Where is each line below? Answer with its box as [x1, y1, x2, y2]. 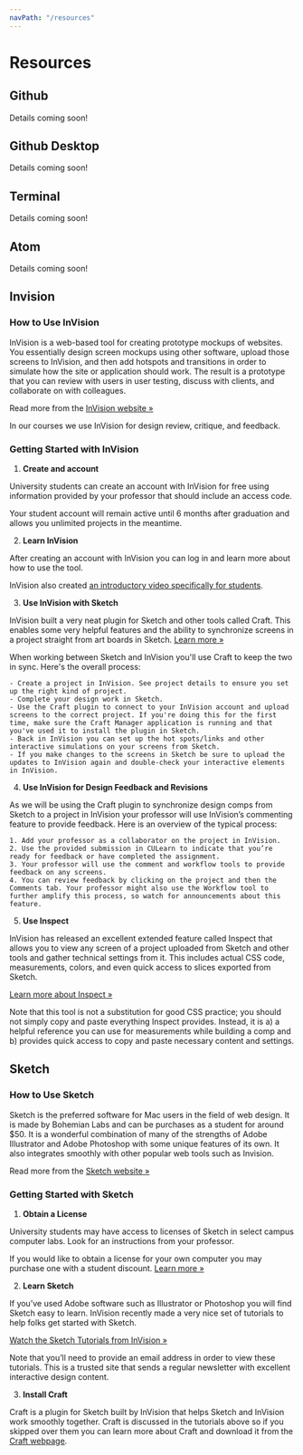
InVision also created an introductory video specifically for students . [9, 580, 264, 591]
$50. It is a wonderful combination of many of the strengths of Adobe [9, 1128, 269, 1139]
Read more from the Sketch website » [9, 1165, 150, 1176]
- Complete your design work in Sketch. [9, 694, 165, 704]
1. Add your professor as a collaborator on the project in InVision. [9, 837, 281, 846]
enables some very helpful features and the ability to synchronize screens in [9, 625, 294, 636]
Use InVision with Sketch [22, 598, 119, 608]
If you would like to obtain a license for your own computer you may [9, 1253, 262, 1264]
